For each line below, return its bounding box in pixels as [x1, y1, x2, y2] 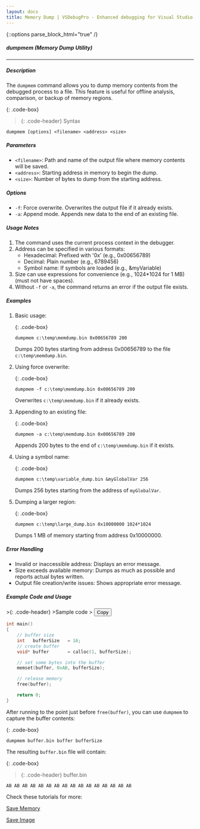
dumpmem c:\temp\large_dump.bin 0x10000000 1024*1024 [14, 521, 151, 527]
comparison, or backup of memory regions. [6, 95, 113, 102]
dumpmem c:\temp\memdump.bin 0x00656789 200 [14, 335, 127, 341]
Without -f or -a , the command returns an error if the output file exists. [14, 283, 189, 290]
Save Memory [6, 805, 40, 812]
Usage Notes [6, 224, 39, 231]
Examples [6, 297, 32, 304]
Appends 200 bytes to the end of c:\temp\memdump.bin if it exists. [14, 442, 175, 449]
